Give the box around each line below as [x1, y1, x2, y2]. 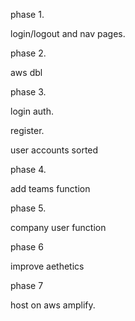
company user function [10, 222, 107, 233]
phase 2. [10, 47, 47, 59]
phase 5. [10, 202, 47, 214]
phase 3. [10, 86, 47, 98]
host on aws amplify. [10, 299, 96, 311]
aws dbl [10, 67, 43, 78]
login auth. [10, 105, 55, 117]
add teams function [10, 183, 91, 194]
